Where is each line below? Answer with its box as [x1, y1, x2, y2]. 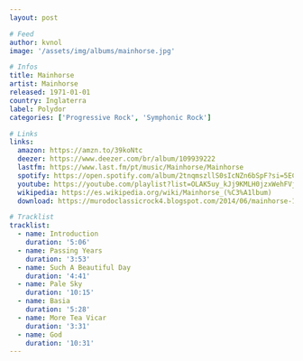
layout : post [9, 13, 59, 23]
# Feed [9, 29, 34, 39]
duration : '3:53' [25, 255, 91, 264]
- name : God [17, 330, 63, 339]
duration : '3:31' [25, 321, 91, 330]
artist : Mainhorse [9, 79, 78, 88]
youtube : [17, 180, 50, 189]
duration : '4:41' [25, 272, 91, 281]
